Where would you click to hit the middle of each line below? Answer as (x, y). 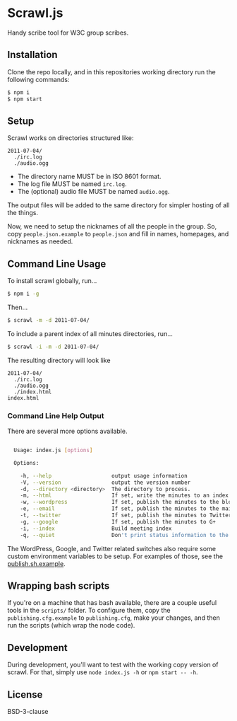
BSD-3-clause (28, 711)
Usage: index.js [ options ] (53, 451)
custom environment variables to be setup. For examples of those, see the (115, 556)
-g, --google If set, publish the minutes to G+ (118, 521)
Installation (32, 55)
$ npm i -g (23, 294)
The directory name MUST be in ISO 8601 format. (89, 177)
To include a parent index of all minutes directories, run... (90, 333)
